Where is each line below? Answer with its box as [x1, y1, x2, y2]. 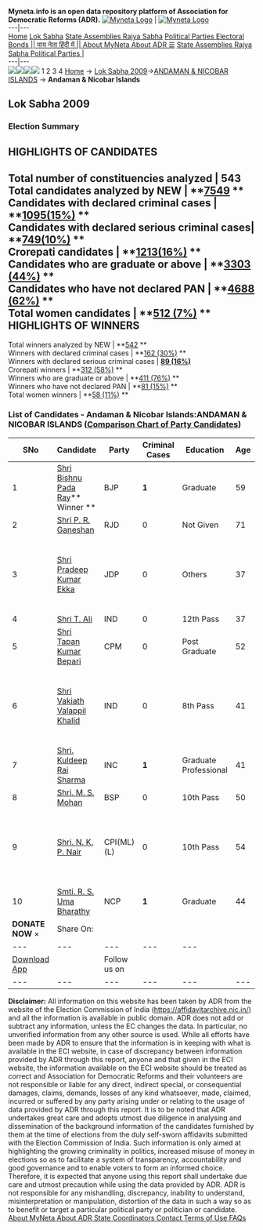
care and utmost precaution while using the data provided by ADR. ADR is [8, 1180, 246, 1189]
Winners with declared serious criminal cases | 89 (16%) [8, 356, 191, 366]
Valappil [56, 705, 87, 716]
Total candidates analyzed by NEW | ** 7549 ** [8, 184, 244, 198]
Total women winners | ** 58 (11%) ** [8, 390, 129, 399]
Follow [103, 953, 128, 964]
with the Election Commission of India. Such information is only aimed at [8, 1137, 241, 1148]
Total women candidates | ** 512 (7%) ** [8, 307, 211, 320]
